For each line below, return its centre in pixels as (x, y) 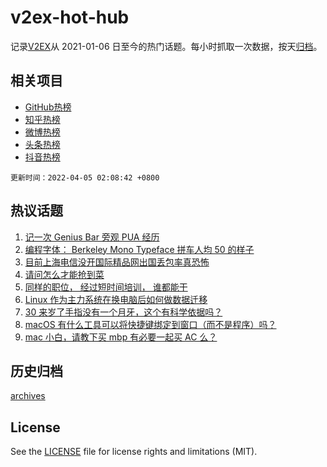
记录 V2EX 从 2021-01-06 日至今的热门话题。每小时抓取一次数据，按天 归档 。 (166, 46)
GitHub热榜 (48, 107)
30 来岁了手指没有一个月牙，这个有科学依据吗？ (123, 312)
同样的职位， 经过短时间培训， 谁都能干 (106, 287)
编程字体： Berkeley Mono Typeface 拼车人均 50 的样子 (139, 249)
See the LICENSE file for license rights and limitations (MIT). (134, 452)
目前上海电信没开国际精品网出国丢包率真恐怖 (117, 262)
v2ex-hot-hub (70, 17)
